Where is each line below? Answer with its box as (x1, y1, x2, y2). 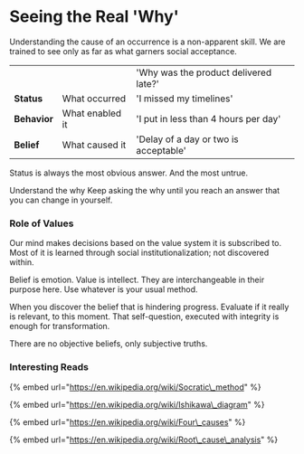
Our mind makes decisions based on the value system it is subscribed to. (9, 238, 282, 249)
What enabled (62, 107, 122, 119)
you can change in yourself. (9, 194, 113, 205)
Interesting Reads (9, 361, 89, 374)
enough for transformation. (9, 321, 110, 332)
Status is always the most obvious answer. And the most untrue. (9, 167, 249, 178)
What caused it (62, 138, 127, 151)
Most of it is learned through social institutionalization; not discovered (9, 247, 270, 259)
